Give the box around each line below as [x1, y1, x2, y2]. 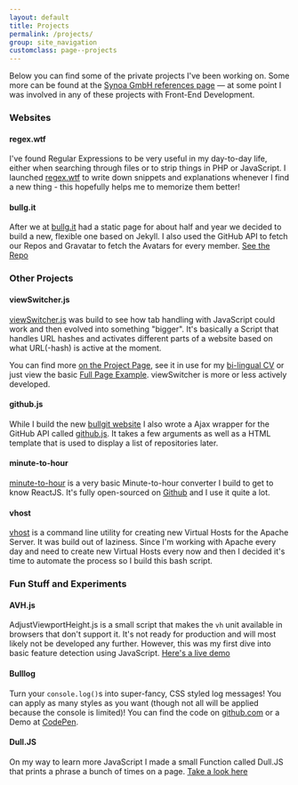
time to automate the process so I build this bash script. [9, 556, 213, 566]
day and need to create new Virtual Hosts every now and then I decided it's [9, 546, 286, 557]
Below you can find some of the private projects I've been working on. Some [9, 70, 290, 81]
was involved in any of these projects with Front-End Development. [9, 90, 255, 100]
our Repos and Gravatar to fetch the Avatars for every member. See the [9, 241, 270, 252]
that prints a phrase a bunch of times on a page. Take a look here [9, 765, 248, 776]
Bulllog [9, 668, 36, 678]
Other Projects [9, 272, 74, 284]
